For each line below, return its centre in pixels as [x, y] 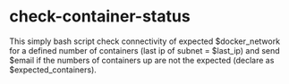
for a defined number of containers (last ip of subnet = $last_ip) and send [144, 50]
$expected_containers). [53, 70]
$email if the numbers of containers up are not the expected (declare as [142, 60]
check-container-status [100, 17]
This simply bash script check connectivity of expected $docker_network [144, 41]
